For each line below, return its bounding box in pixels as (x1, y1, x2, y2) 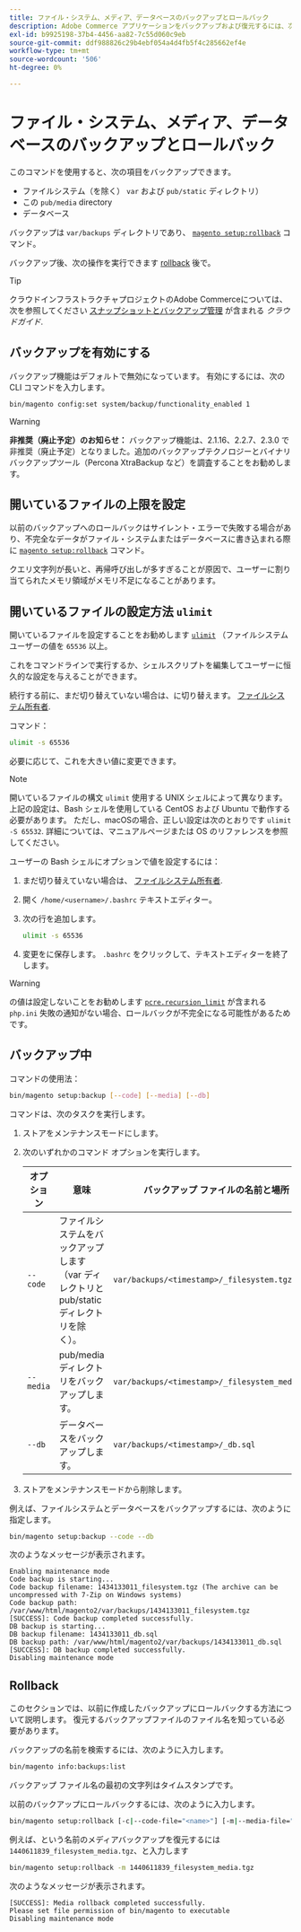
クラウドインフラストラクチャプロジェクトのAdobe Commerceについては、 (9, 294, 288, 304)
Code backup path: (9, 1599, 78, 1608)
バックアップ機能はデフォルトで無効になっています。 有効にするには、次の (9, 370, 285, 382)
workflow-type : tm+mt (9, 47, 90, 56)
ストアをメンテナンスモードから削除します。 (21, 1483, 187, 1495)
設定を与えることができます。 (32, 671, 142, 682)
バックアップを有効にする (9, 345, 151, 360)
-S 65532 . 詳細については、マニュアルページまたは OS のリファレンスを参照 (9, 826, 288, 836)
